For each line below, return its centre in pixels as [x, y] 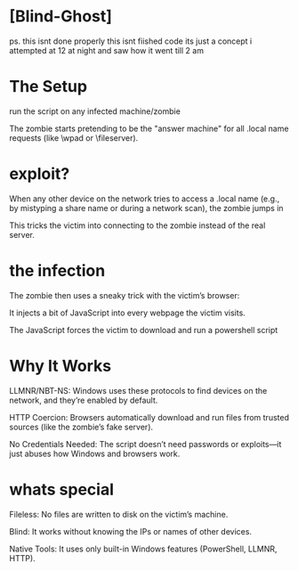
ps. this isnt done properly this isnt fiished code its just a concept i [131, 41]
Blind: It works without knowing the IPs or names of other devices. [130, 531]
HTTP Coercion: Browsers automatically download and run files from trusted [149, 417]
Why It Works [60, 366]
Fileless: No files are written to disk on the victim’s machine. [119, 514]
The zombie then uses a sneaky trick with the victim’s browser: [125, 295]
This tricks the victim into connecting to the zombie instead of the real [137, 225]
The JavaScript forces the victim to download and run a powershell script [144, 330]
